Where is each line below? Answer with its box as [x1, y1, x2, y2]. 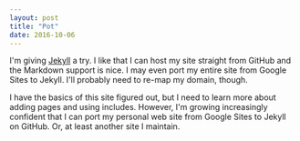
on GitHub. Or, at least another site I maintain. [9, 121, 181, 132]
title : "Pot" [9, 22, 59, 31]
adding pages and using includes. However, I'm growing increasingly [9, 102, 268, 113]
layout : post [9, 13, 59, 23]
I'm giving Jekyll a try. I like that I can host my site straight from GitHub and [9, 55, 292, 66]
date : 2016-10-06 [9, 30, 76, 39]
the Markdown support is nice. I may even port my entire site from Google [9, 65, 287, 76]
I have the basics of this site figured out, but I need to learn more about [9, 92, 276, 103]
